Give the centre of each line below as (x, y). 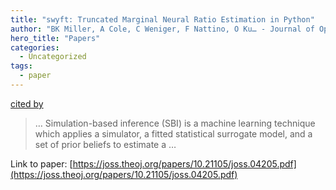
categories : (35, 47)
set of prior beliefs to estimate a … (105, 144)
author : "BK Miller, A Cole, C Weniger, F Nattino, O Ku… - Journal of (162, 29)
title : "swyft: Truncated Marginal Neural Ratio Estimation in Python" (162, 19)
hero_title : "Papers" (55, 38)
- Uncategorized (53, 57)
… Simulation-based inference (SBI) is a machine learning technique (175, 123)
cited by (27, 103)
